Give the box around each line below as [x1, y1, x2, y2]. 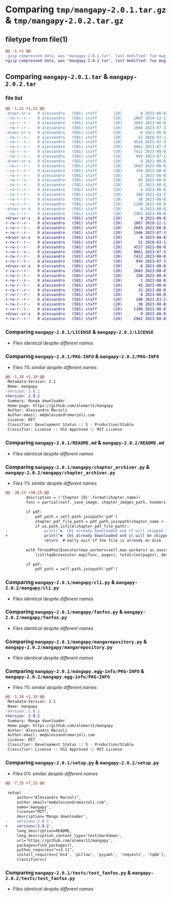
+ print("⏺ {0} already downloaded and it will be [5, 533, 152, 539]
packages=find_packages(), [16, 843, 74, 848]
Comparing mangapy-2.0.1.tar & [5, 72, 109, 81]
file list [5, 94, 23, 101]
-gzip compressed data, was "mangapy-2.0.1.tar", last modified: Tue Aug [5, 53, 166, 59]
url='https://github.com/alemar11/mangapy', [16, 838, 114, 843]
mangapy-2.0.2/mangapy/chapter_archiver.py [5, 470, 116, 475]
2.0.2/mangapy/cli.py [5, 585, 59, 591]
